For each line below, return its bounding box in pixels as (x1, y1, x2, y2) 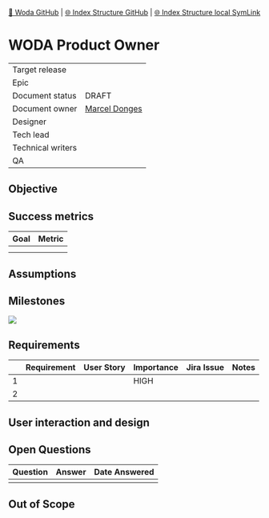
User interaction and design (8, 416, 151, 429)
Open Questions (8, 443, 91, 456)
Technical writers (12, 142, 78, 153)
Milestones (8, 294, 66, 307)
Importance (133, 362, 179, 373)
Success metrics (8, 209, 94, 223)
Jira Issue (186, 362, 225, 373)
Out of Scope (8, 497, 75, 511)
